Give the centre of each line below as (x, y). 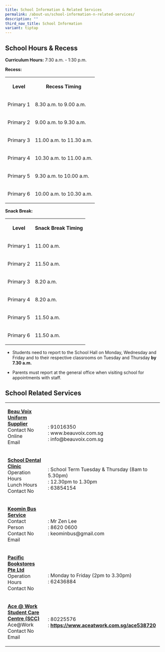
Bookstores (21, 564)
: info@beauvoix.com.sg (75, 439)
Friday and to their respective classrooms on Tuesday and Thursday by (84, 358)
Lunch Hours (23, 485)
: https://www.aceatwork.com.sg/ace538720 (102, 625)
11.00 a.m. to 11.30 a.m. (64, 140)
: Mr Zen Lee (62, 521)
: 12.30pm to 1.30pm (72, 481)
